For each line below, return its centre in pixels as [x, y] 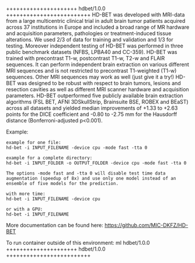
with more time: [26, 194]
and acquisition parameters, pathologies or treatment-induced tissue [89, 33]
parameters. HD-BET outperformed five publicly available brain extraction [95, 95]
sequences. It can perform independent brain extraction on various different [98, 64]
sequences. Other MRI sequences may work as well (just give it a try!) [90, 77]
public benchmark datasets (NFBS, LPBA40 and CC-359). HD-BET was [92, 52]
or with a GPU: [25, 209]
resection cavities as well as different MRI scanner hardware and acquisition [97, 89]
